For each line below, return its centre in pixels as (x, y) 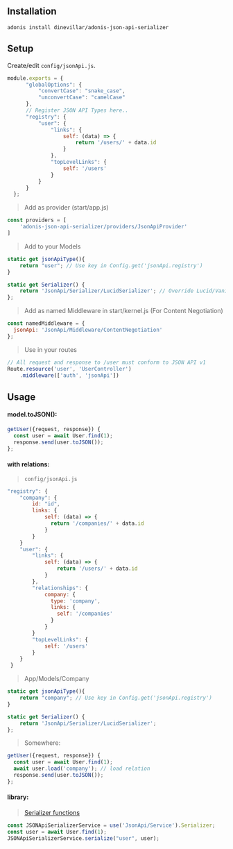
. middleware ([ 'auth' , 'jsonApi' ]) (69, 375)
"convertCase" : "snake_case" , (82, 91)
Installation (32, 11)
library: (18, 797)
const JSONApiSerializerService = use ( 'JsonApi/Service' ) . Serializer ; (111, 825)
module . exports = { (35, 78)
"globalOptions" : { (53, 85)
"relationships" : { (60, 588)
